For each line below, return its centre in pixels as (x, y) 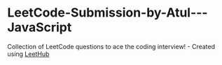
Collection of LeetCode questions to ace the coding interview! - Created (111, 46)
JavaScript (40, 27)
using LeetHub (28, 54)
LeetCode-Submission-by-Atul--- (107, 13)
